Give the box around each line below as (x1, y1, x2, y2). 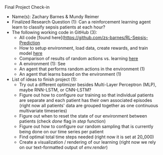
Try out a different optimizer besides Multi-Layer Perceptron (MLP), (19, 82, 157, 88)
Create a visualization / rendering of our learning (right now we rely (19, 139, 156, 145)
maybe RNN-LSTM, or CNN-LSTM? (19, 87, 92, 93)
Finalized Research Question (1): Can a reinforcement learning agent (11, 19, 151, 25)
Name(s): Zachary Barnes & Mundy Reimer (11, 14, 99, 19)
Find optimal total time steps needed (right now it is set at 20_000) (19, 134, 154, 140)
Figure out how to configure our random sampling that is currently (19, 124, 154, 129)
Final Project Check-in (4, 4, 50, 10)
